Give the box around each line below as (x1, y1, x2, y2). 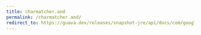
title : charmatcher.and (6, 8, 66, 15)
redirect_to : (6, 20, 39, 26)
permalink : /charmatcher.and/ (6, 14, 82, 20)
